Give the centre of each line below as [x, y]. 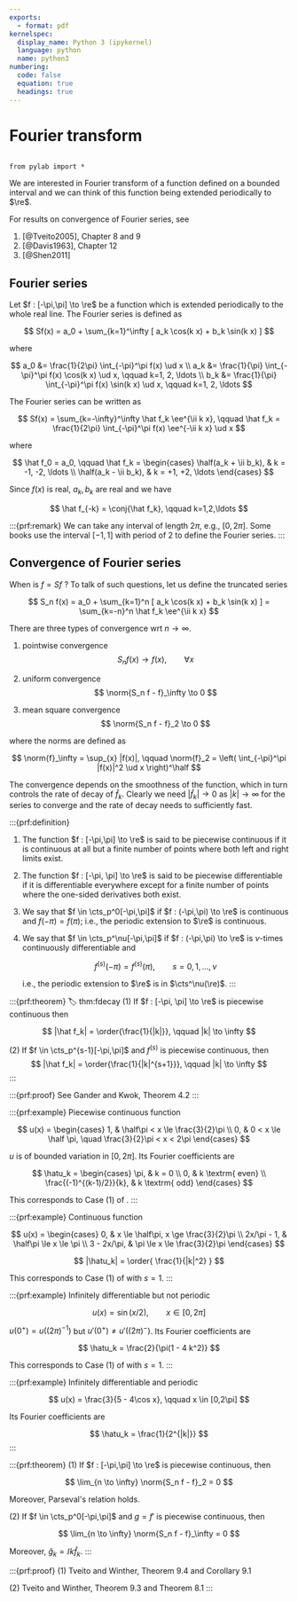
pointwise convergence [65, 645]
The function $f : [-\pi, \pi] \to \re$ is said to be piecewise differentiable [152, 876]
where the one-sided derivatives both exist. [102, 895]
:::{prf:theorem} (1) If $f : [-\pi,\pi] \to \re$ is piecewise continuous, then [140, 1465]
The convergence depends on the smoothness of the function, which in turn [149, 784]
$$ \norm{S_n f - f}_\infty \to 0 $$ [156, 692]
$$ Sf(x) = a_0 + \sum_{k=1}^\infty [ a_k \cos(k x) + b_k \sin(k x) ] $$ [149, 331]
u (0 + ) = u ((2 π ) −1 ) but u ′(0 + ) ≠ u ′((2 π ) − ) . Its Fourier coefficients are [130, 1330]
